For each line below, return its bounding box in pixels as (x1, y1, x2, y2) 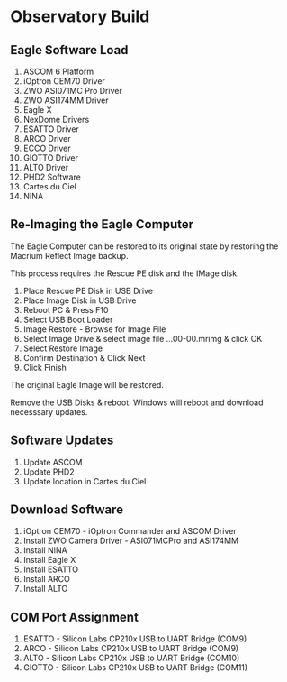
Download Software (10, 502, 124, 518)
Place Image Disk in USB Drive (22, 295, 137, 306)
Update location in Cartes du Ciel (22, 475, 147, 486)
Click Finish (22, 362, 67, 373)
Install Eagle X (22, 555, 76, 566)
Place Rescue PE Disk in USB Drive (22, 285, 154, 296)
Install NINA (22, 545, 67, 556)
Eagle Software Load (10, 42, 129, 58)
